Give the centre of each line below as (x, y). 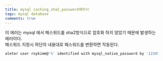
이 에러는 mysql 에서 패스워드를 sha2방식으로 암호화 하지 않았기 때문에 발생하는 (81, 33)
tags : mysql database (27, 14)
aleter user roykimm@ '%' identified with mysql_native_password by (75, 54)
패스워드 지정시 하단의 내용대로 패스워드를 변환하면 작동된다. (62, 45)
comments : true (20, 18)
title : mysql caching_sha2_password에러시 (47, 9)
